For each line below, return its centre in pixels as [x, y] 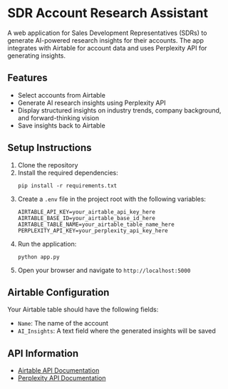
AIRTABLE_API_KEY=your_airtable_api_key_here [86, 212]
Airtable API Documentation [58, 370]
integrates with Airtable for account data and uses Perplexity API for [107, 48]
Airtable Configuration [58, 292]
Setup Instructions [50, 148]
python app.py [38, 257]
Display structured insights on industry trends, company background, [119, 110]
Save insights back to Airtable [61, 125]
